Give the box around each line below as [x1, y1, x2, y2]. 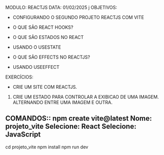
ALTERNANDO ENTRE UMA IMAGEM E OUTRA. [12, 100, 113, 105]
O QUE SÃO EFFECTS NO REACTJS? [12, 54, 91, 60]
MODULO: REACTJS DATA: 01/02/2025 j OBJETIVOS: [5, 5, 117, 10]
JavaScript [5, 130, 41, 139]
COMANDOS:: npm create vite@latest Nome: [5, 114, 152, 123]
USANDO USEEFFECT [12, 64, 60, 70]
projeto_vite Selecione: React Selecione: [5, 122, 137, 131]
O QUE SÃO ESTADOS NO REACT [12, 34, 84, 40]
